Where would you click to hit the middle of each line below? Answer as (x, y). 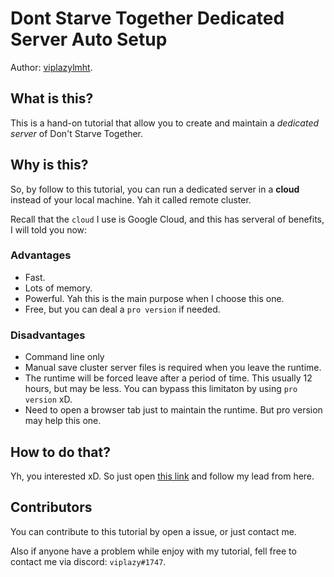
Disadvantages (48, 335)
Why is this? (49, 165)
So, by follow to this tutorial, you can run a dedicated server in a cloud (155, 189)
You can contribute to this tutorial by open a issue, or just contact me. (153, 531)
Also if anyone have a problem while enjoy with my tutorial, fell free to (153, 551)
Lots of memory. (58, 288)
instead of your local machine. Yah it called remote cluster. (131, 199)
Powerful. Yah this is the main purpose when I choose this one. (154, 298)
